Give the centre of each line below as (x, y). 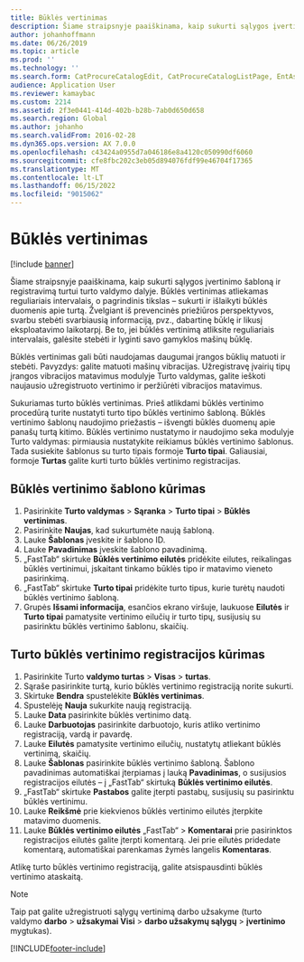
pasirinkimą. (46, 578)
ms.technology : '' (45, 69)
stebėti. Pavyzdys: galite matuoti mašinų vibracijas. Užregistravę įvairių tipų (151, 366)
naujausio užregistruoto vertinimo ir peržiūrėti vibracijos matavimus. (136, 385)
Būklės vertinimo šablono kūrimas (108, 489)
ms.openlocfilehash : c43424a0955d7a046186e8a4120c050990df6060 (132, 152)
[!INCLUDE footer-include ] (58, 948)
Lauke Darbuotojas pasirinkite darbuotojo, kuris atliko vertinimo (142, 724)
